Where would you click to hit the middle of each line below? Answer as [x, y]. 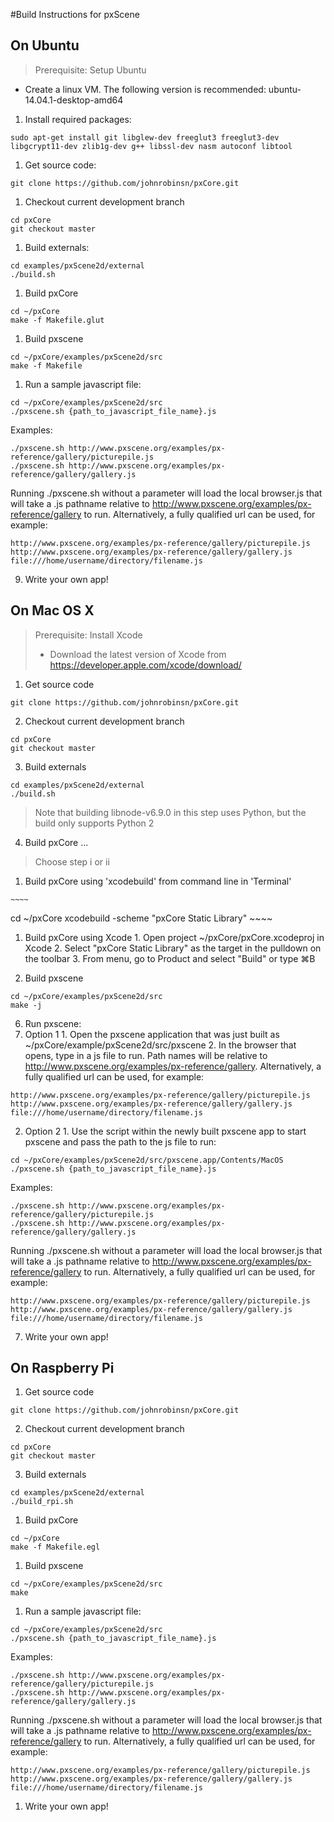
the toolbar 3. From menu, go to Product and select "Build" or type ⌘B [170, 958]
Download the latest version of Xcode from [138, 654]
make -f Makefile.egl [55, 1547]
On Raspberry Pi [62, 1368]
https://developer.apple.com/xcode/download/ [145, 665]
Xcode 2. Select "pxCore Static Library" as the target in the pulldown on [173, 948]
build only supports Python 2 [94, 823]
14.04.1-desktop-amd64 [74, 100]
